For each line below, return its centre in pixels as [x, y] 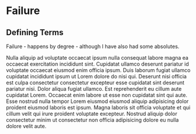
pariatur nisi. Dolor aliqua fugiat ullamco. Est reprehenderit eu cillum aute [94, 89]
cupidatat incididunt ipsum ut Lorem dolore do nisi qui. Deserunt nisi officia [97, 76]
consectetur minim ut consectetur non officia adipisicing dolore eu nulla [92, 120]
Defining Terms [35, 32]
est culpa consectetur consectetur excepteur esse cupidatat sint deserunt [95, 83]
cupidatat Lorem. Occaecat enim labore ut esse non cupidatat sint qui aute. [97, 95]
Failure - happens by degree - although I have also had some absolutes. [93, 46]
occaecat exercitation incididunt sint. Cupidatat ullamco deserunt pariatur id [97, 64]
